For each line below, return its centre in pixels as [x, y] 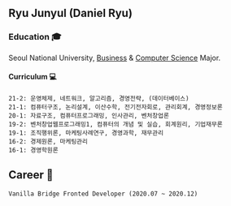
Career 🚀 [31, 175]
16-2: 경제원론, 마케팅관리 [48, 141]
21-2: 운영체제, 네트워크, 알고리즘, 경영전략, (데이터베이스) [99, 98]
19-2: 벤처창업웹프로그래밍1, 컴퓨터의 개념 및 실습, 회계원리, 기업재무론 [115, 124]
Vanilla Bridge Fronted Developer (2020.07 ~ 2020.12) [103, 194]
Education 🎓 [35, 37]
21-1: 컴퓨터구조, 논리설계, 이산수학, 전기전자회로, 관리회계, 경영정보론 [115, 107]
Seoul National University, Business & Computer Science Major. [115, 58]
